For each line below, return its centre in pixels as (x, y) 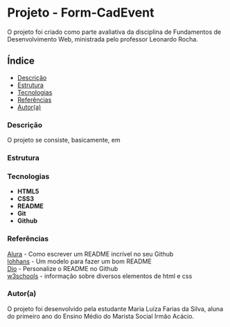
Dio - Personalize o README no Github (63, 268)
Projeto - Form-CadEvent (81, 13)
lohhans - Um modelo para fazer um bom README (80, 261)
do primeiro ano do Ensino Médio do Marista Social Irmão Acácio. (101, 316)
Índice (21, 61)
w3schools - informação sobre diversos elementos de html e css (100, 276)
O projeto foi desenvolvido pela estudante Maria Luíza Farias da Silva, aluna (115, 308)
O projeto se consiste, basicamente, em (64, 140)
